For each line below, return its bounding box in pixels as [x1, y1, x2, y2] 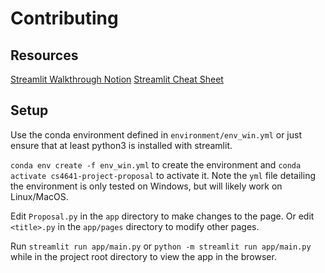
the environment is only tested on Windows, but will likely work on [10, 180, 283, 192]
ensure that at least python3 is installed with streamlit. [10, 139, 233, 151]
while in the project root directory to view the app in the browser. [10, 250, 277, 262]
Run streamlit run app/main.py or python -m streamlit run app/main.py [10, 240, 312, 252]
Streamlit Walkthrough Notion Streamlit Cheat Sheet [10, 73, 224, 85]
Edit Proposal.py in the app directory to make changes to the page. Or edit [10, 210, 315, 222]
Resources [10, 47, 79, 64]
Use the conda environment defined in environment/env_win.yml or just [10, 128, 302, 141]
